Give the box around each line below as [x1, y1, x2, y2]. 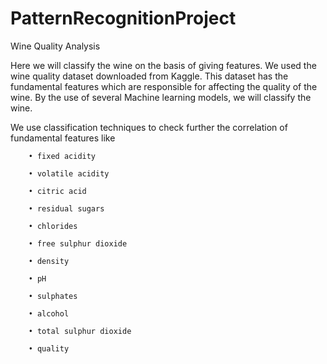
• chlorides [28, 221, 78, 231]
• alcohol [28, 308, 70, 319]
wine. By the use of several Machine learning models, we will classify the [10, 91, 312, 103]
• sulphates [28, 291, 78, 301]
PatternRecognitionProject [10, 7, 237, 30]
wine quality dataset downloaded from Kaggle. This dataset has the [10, 70, 289, 82]
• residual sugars [28, 203, 105, 214]
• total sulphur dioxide [28, 326, 132, 336]
